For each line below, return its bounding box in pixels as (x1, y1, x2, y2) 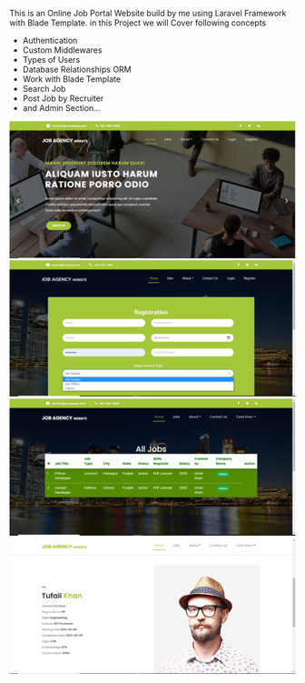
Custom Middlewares (22, 45, 103, 55)
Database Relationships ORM (22, 64, 132, 75)
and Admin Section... (22, 103, 102, 113)
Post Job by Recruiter (22, 93, 104, 104)
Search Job (22, 84, 66, 94)
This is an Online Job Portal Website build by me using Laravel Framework (9, 8, 287, 18)
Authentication (22, 35, 78, 45)
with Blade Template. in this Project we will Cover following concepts (9, 17, 267, 28)
